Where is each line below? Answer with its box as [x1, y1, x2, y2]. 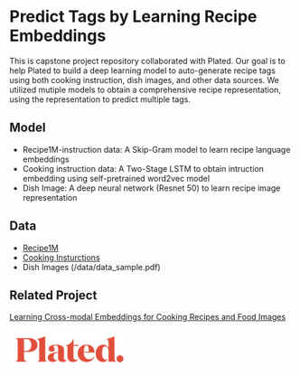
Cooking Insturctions [22, 251, 101, 263]
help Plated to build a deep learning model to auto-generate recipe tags [9, 65, 276, 76]
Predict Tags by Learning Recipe [9, 6, 258, 27]
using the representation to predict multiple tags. [9, 93, 192, 105]
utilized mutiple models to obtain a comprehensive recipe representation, [9, 84, 282, 95]
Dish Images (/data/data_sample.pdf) [22, 261, 161, 272]
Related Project [9, 287, 98, 303]
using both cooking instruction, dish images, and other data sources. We [9, 74, 280, 85]
